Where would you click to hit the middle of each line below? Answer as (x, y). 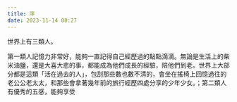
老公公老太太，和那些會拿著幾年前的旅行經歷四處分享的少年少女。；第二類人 (117, 82)
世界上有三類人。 (32, 41)
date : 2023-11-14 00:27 (42, 20)
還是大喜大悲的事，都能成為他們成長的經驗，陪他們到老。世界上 (124, 65)
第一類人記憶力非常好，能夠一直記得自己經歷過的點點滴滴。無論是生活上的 (115, 56)
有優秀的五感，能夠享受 (41, 91)
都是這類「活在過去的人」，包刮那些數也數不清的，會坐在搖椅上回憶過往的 (120, 74)
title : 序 (21, 14)
